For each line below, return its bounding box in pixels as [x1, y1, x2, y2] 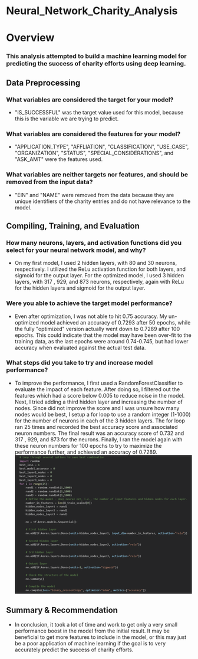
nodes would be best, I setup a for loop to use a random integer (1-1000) [14, 411, 191, 418]
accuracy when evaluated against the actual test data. [14, 344, 146, 351]
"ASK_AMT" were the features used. [14, 156, 103, 163]
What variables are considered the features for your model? [6, 130, 181, 138]
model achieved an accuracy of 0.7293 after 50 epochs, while [40, 319, 191, 326]
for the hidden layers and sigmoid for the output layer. [14, 284, 146, 291]
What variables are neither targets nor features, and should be [6, 171, 189, 179]
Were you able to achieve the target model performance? [6, 299, 173, 307]
